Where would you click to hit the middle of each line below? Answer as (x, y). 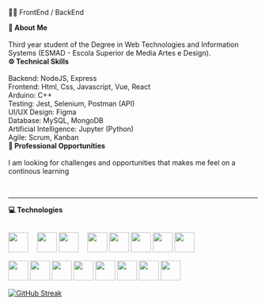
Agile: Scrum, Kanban (44, 137)
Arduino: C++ (30, 95)
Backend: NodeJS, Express (53, 78)
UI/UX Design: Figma (42, 112)
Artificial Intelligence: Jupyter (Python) (71, 129)
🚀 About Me (28, 27)
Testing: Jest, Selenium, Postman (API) (72, 104)
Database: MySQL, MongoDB (56, 120)
